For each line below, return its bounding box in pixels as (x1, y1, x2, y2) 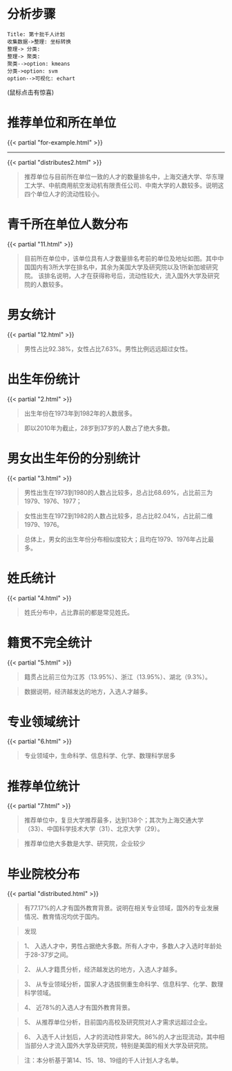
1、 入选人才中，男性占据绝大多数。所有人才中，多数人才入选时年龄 (23, 942, 216, 951)
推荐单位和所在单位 (7, 115, 117, 131)
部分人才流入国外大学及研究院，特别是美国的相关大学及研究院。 (30, 1041, 212, 1050)
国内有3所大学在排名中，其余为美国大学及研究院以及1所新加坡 (30, 262, 206, 271)
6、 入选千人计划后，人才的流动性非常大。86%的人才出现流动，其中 (23, 1033, 219, 1041)
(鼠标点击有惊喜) (7, 88, 55, 96)
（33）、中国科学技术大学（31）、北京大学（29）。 (23, 825, 164, 833)
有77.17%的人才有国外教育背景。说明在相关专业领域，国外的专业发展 (23, 904, 220, 912)
